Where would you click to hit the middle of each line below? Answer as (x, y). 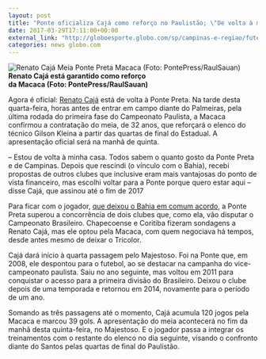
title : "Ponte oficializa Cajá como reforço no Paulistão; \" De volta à (131, 23)
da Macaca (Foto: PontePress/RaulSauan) (78, 85)
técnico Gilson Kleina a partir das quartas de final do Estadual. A (113, 134)
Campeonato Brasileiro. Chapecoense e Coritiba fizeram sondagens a (122, 223)
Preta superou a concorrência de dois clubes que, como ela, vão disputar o (131, 215)
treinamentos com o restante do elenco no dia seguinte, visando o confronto (133, 338)
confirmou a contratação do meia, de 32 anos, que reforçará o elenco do (127, 125)
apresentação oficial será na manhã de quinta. (84, 142)
